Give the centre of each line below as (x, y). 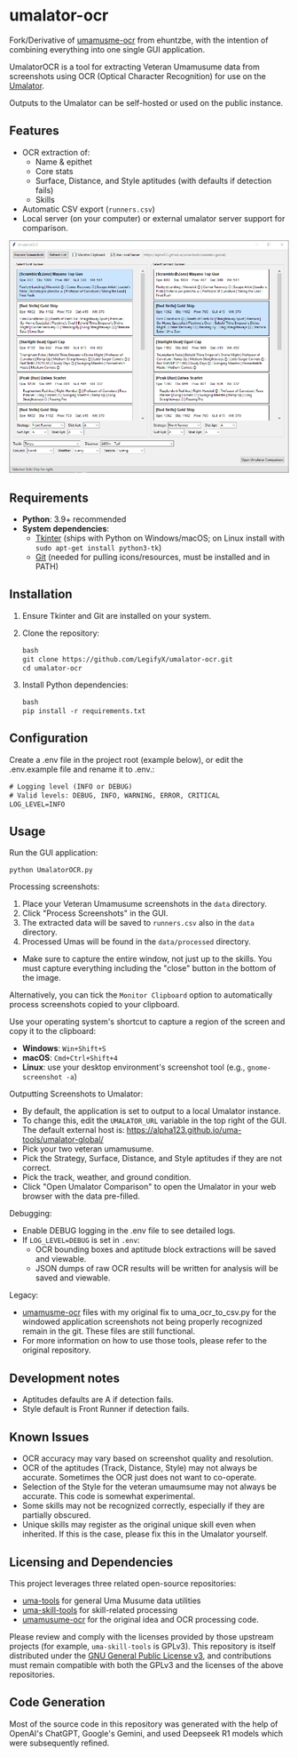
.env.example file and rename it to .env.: (82, 769)
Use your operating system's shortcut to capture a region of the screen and (147, 1022)
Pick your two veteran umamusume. (88, 1149)
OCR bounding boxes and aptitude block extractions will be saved (156, 1249)
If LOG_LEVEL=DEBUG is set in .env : (81, 1240)
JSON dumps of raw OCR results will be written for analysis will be (157, 1269)
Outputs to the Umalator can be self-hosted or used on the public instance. (146, 102)
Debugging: (31, 1214)
